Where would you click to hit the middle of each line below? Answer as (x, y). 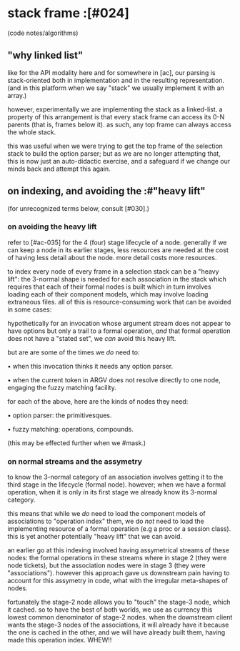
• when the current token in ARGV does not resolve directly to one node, (114, 379)
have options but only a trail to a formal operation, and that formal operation (119, 331)
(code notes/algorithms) (43, 33)
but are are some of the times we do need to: (74, 352)
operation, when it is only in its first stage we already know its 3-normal (112, 492)
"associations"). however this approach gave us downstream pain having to (119, 573)
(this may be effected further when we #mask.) (77, 443)
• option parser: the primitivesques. (60, 415)
